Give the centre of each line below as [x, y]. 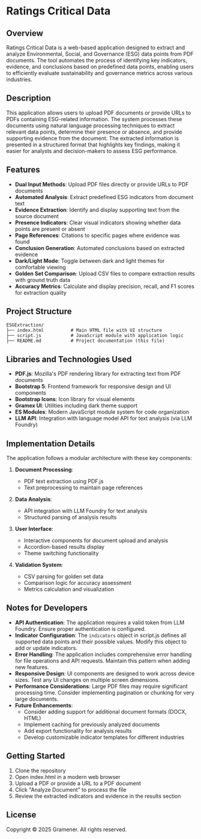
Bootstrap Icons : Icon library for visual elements [75, 399]
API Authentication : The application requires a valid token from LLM [100, 623]
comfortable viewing [40, 267]
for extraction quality [41, 293]
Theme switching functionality [61, 554]
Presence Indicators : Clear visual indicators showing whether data [98, 222]
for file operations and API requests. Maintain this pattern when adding [102, 660]
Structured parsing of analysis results [70, 518]
